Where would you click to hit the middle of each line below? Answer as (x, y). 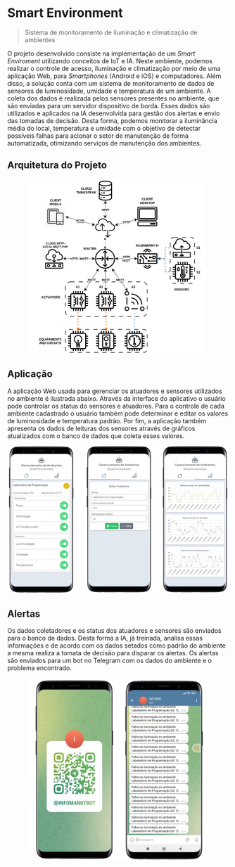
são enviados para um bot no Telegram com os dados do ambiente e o (110, 661)
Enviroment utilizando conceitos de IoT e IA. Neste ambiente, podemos (110, 60)
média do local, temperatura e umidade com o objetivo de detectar (104, 128)
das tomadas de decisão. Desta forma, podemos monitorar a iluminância (113, 120)
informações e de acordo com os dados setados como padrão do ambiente (117, 646)
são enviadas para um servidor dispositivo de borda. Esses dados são (109, 105)
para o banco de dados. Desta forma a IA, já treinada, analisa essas (105, 638)
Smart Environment (65, 13)
